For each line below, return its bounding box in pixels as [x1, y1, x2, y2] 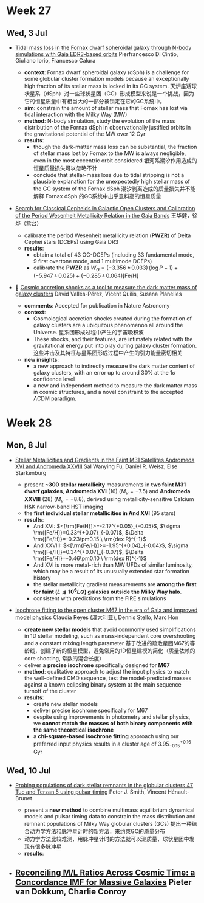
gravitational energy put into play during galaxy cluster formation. [33, 342, 197, 349]
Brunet [15, 795, 32, 802]
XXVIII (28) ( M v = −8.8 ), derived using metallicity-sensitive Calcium [24, 495, 194, 504]
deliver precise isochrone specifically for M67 [33, 707, 148, 714]
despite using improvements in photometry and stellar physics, [33, 713, 191, 721]
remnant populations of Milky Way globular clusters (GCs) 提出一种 [24, 820, 192, 828]
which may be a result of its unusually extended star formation [33, 568, 190, 575]
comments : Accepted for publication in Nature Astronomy [24, 302, 170, 309]
